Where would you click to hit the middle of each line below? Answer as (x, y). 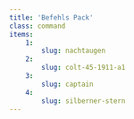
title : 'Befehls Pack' (51, 17)
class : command (38, 26)
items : (21, 34)
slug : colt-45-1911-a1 (84, 68)
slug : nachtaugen (73, 51)
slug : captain (67, 84)
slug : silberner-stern (84, 101)
